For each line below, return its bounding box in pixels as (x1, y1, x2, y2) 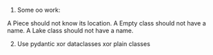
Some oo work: (17, 6, 61, 14)
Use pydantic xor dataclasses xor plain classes (17, 40, 150, 47)
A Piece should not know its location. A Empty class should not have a (7, 19, 207, 27)
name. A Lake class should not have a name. (7, 27, 134, 34)
